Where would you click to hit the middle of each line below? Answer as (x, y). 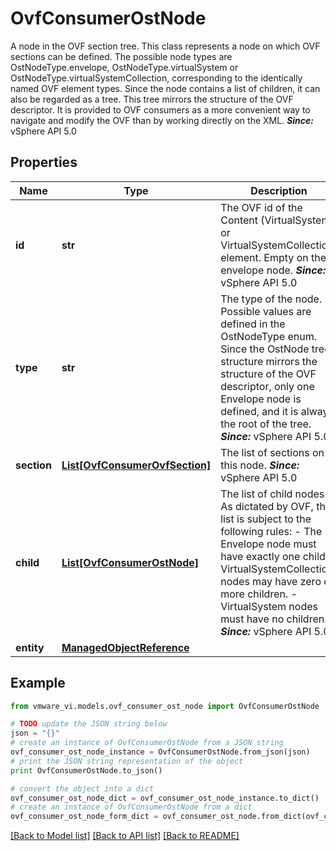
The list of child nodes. (274, 494)
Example (38, 683)
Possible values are (266, 311)
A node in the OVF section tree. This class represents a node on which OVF (165, 46)
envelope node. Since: (273, 270)
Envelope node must (268, 544)
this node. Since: (260, 465)
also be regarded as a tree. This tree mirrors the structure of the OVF (152, 99)
